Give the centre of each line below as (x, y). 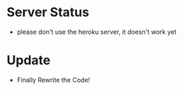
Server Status (48, 12)
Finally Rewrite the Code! (53, 80)
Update (29, 60)
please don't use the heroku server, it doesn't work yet (97, 32)
